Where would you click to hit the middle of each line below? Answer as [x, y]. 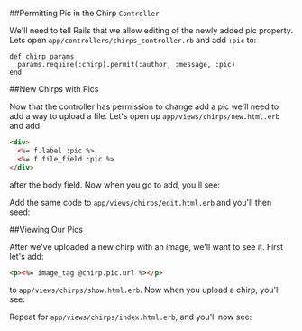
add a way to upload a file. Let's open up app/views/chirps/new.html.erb [145, 116]
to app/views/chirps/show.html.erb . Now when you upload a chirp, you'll [145, 290]
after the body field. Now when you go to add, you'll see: [115, 185]
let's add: [27, 256]
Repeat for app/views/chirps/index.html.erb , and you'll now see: [131, 317]
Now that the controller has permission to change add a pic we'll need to [144, 106]
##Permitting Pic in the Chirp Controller [84, 13]
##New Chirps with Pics [54, 89]
